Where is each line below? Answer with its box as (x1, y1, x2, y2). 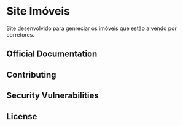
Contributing (6, 69, 56, 80)
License (6, 111, 37, 122)
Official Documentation (6, 49, 98, 59)
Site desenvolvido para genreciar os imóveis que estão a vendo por (6, 24, 177, 32)
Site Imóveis (6, 4, 71, 18)
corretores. (6, 31, 35, 38)
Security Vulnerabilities (6, 91, 99, 101)
